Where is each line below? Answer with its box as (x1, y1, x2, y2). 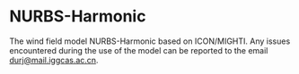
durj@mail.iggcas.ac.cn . (9, 54, 99, 65)
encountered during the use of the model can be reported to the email (9, 45, 268, 55)
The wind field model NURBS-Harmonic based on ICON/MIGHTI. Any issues (9, 36, 291, 46)
